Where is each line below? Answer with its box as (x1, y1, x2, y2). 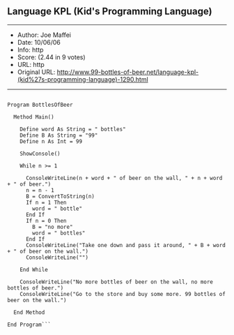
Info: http (17, 45, 44, 54)
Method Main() (13, 113, 54, 121)
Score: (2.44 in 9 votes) (17, 52, 86, 61)
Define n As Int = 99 (19, 137, 82, 145)
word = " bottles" (32, 230, 86, 237)
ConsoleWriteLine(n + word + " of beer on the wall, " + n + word (25, 174, 223, 181)
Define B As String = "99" (19, 132, 98, 139)
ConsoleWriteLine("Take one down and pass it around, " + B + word (25, 241, 226, 248)
